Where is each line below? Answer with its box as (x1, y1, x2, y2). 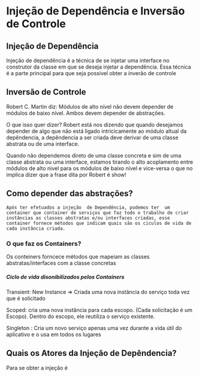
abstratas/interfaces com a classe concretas (6, 259, 116, 266)
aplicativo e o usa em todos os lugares (6, 331, 101, 338)
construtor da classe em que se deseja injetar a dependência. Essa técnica (6, 63, 191, 70)
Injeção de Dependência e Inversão (6, 4, 185, 18)
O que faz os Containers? (6, 239, 82, 248)
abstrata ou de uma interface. (6, 140, 80, 147)
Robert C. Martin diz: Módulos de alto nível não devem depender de (6, 103, 174, 110)
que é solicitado (6, 295, 46, 302)
